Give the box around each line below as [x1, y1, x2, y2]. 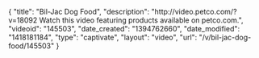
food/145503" [8, 41, 55, 51]
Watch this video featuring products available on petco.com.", [39, 15, 244, 25]
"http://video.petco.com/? [151, 7, 237, 16]
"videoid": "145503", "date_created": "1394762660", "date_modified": [8, 24, 240, 33]
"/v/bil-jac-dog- [198, 32, 252, 42]
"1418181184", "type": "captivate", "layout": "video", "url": [8, 32, 198, 42]
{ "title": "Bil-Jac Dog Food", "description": [8, 7, 150, 16]
